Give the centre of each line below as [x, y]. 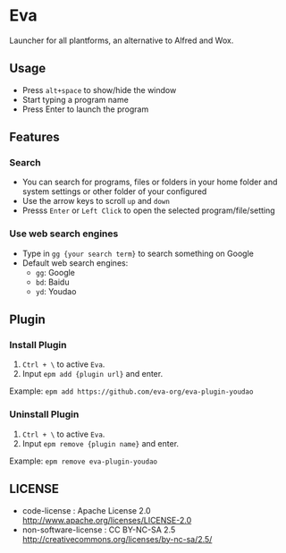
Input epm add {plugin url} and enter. [93, 374]
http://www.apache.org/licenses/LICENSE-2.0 [107, 520]
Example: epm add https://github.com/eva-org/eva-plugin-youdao [131, 391]
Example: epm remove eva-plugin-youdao [84, 461]
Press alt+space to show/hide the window [99, 89]
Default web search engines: [75, 263]
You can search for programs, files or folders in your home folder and [150, 182]
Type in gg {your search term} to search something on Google [138, 253]
